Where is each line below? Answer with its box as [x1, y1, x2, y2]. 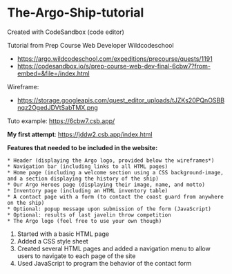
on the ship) [7, 199, 45, 206]
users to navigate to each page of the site [17, 251, 136, 260]
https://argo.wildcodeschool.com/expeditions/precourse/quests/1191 [17, 54, 213, 63]
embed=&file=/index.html [17, 69, 90, 77]
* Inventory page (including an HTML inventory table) [7, 187, 168, 194]
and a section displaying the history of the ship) [7, 175, 159, 182]
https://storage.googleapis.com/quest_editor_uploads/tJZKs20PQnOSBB [17, 95, 225, 104]
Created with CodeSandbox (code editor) [7, 28, 124, 36]
